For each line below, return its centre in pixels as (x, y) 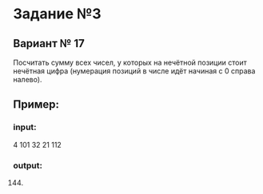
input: (25, 127)
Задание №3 (58, 14)
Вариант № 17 (49, 44)
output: (28, 165)
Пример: (36, 105)
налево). (28, 79)
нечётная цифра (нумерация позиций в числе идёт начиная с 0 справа (134, 71)
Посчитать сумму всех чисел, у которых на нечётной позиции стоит (130, 62)
